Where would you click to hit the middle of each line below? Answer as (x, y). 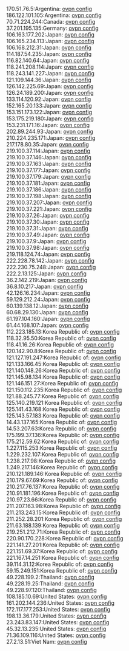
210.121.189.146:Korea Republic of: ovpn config (64, 474)
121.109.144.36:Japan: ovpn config (49, 80)
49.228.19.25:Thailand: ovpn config (50, 584)
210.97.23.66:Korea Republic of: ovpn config (61, 500)
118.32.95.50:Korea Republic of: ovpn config (61, 338)
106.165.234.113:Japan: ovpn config (50, 41)
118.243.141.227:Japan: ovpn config (51, 73)
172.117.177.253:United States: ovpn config (58, 609)
